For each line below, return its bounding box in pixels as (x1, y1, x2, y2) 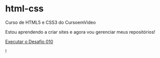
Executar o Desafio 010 (5, 38, 54, 45)
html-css (5, 3, 44, 14)
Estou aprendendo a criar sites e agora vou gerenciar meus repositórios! (5, 29, 155, 35)
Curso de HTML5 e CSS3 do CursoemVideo (5, 19, 96, 25)
